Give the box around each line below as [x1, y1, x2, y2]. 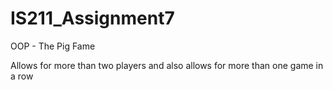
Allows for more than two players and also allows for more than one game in [10, 59, 324, 71]
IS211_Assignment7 [10, 7, 175, 30]
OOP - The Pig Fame [10, 40, 96, 52]
